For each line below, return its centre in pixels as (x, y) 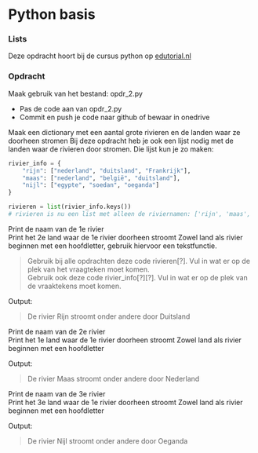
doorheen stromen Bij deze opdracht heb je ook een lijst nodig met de (121, 141)
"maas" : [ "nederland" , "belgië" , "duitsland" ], (101, 178)
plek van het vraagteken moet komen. (88, 269)
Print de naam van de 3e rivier (57, 393)
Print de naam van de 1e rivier (56, 228)
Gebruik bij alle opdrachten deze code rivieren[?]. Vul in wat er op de (139, 261)
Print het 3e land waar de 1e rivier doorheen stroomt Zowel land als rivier (125, 402)
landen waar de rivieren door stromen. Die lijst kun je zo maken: (111, 149)
